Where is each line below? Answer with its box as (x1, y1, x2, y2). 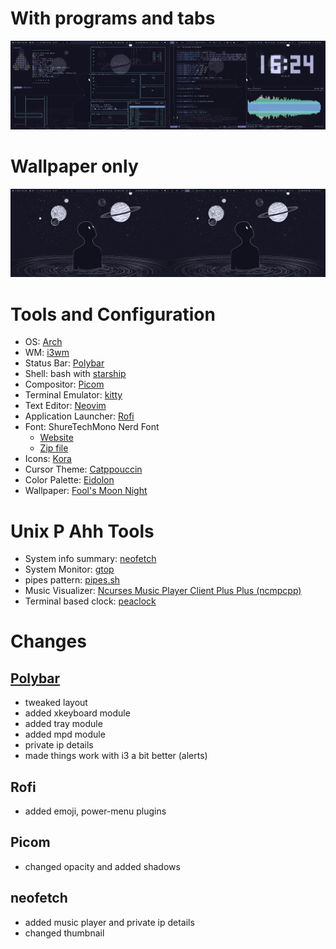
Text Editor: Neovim (24, 400, 107, 412)
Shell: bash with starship (24, 368, 127, 380)
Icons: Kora (24, 453, 72, 465)
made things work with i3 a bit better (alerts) (24, 750, 208, 762)
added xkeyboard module (24, 707, 131, 719)
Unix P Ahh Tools (10, 520, 155, 542)
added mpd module (24, 728, 106, 741)
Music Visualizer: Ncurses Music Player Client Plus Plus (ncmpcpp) (24, 585, 302, 597)
